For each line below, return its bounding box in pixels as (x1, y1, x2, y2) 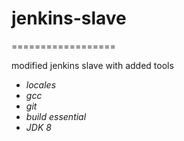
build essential (25, 110, 87, 122)
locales (25, 78, 57, 91)
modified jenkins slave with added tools (11, 59, 174, 71)
